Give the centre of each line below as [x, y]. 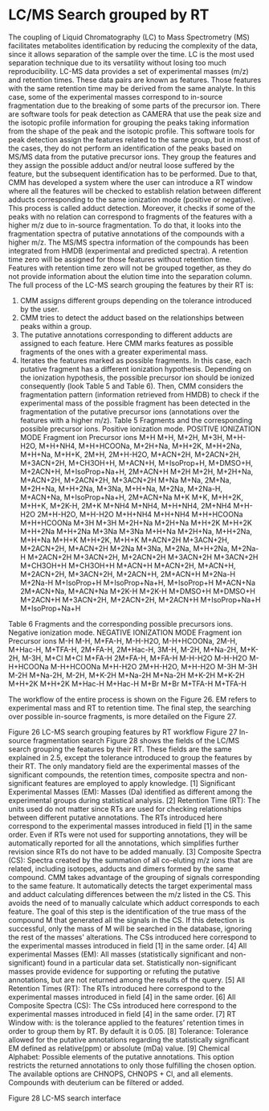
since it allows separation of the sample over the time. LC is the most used [131, 54]
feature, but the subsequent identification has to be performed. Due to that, [133, 174]
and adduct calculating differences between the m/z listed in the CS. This [130, 894]
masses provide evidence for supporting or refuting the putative [114, 971]
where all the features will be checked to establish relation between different [135, 191]
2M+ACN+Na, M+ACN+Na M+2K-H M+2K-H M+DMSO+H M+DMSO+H [137, 591]
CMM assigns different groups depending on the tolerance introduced [136, 300]
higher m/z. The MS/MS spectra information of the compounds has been [128, 242]
